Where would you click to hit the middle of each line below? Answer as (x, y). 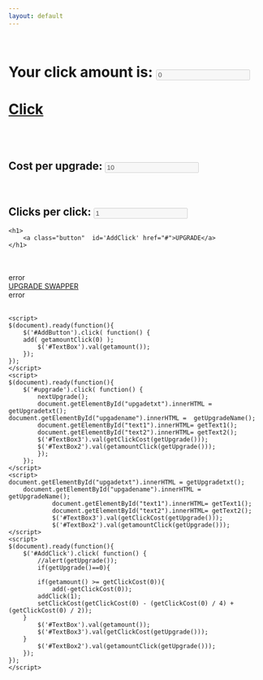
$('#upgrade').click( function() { (83, 390)
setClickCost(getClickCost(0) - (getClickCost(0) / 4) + (136, 603)
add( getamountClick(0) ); (69, 340)
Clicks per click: (50, 211)
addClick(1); (60, 597)
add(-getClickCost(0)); (92, 590)
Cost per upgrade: (56, 167)
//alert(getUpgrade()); (78, 561)
